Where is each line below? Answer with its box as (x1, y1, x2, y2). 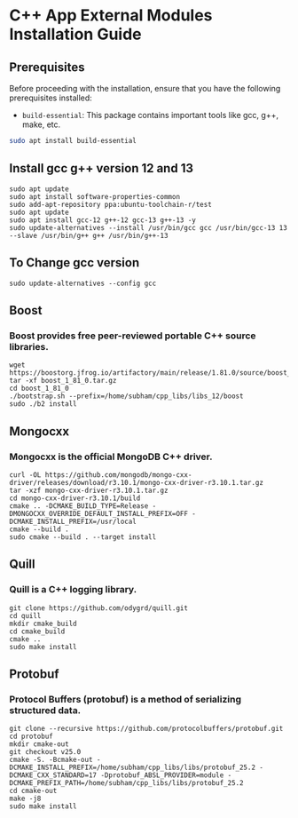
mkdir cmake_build (9, 619, 77, 628)
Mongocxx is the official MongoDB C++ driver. (9, 450, 213, 463)
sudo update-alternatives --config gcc (9, 279, 157, 288)
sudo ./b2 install (9, 400, 77, 409)
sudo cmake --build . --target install (9, 532, 157, 542)
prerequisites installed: (9, 92, 93, 103)
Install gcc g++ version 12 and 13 (9, 161, 193, 176)
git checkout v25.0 (9, 748, 82, 757)
